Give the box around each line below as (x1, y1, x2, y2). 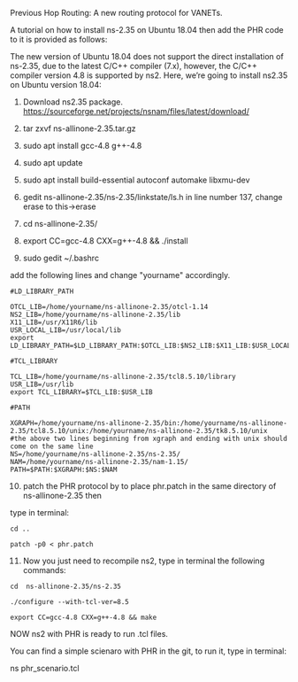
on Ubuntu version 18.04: (10, 80, 102, 89)
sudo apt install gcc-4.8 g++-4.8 (22, 141, 142, 151)
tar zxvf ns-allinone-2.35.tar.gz (22, 123, 136, 134)
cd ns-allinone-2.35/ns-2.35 (10, 582, 122, 591)
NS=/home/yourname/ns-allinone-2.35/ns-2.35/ (10, 450, 180, 459)
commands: (22, 565, 66, 575)
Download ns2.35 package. (22, 97, 123, 107)
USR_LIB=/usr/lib (10, 380, 74, 389)
